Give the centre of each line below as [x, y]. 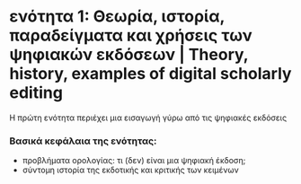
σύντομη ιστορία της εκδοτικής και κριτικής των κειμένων [131, 170]
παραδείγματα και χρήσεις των [131, 35]
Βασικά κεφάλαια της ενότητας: [83, 141]
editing [36, 93]
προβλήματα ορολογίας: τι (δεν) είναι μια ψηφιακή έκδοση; [134, 161]
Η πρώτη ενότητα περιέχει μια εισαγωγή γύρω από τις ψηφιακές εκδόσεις [148, 118]
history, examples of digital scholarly [150, 74]
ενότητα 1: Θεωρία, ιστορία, [117, 17]
